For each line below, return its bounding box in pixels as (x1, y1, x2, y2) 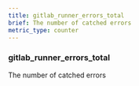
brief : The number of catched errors (8, 19, 132, 27)
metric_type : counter (8, 26, 79, 34)
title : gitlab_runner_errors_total (8, 11, 125, 20)
